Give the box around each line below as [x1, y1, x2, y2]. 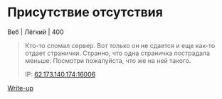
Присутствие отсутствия [7, 4, 164, 21]
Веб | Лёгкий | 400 [7, 28, 64, 36]
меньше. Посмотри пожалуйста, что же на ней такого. [24, 56, 191, 64]
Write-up [7, 83, 34, 92]
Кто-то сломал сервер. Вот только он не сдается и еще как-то [24, 41, 216, 49]
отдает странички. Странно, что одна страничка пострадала [24, 49, 211, 57]
